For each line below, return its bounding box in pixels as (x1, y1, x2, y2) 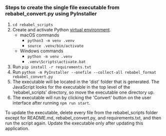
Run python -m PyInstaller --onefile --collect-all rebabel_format (12, 69, 156, 75)
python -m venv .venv (27, 54, 72, 59)
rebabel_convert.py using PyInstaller (5, 10, 97, 17)
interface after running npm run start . (12, 100, 91, 106)
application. (5, 126, 29, 132)
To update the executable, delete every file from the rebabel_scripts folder (5, 110, 158, 116)
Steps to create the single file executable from (5, 4, 120, 11)
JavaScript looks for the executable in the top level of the (12, 84, 130, 90)
